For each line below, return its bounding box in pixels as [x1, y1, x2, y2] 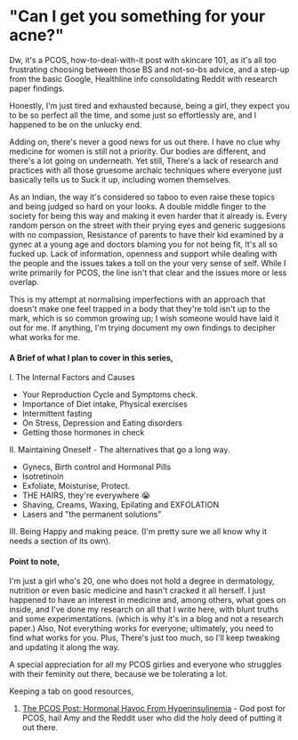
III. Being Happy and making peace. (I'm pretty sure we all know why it [9, 526, 267, 537]
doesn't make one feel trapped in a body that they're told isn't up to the [9, 303, 270, 313]
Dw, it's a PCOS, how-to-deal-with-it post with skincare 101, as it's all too [9, 54, 277, 65]
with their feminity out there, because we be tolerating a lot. [9, 669, 229, 679]
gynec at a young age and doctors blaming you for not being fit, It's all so [9, 239, 278, 249]
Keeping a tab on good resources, [9, 686, 134, 696]
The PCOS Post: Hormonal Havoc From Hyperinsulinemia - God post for [21, 703, 286, 714]
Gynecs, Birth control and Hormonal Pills [21, 461, 172, 473]
